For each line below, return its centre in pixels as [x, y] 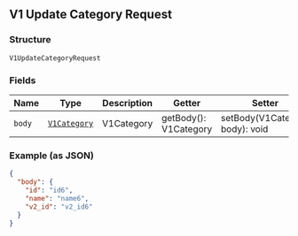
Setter [265, 103]
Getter [187, 103]
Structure [30, 40]
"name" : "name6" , [57, 198]
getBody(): [184, 118]
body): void [244, 129]
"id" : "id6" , [49, 190]
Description [127, 103]
